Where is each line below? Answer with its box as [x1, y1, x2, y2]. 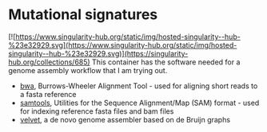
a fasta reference [19, 89, 78, 99]
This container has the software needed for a [91, 57, 241, 67]
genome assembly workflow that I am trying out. [8, 65, 168, 75]
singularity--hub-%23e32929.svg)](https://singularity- [8, 49, 189, 58]
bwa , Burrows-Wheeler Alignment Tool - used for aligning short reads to [19, 81, 258, 91]
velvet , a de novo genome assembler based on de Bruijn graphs [19, 115, 230, 124]
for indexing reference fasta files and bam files [19, 106, 174, 116]
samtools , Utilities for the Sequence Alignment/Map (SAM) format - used [19, 98, 260, 107]
